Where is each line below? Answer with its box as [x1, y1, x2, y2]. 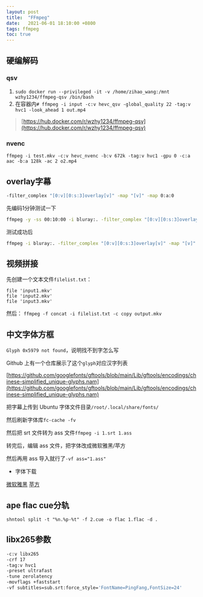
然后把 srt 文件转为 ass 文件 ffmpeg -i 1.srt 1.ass [6, 429, 132, 436]
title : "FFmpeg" [6, 15, 50, 21]
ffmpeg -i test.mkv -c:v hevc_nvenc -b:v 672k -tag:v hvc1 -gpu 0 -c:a [6, 153, 190, 159]
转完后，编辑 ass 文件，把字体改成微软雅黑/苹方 [6, 442, 126, 449]
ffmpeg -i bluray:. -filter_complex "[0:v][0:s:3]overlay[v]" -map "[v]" [6, 240, 196, 246]
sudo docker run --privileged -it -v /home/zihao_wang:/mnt [14, 88, 170, 95]
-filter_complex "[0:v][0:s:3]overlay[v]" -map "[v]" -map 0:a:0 [6, 192, 174, 199]
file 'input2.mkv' [6, 293, 53, 299]
